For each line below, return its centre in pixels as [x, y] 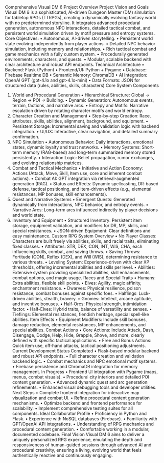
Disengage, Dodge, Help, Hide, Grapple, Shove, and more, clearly [78, 335]
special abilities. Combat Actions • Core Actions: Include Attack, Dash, [83, 330]
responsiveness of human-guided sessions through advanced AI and [82, 445]
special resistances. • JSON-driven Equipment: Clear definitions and [81, 231]
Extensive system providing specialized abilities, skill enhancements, [81, 273]
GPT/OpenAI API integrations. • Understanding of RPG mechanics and [83, 424]
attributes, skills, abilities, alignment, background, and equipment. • [80, 121]
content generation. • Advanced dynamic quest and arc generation [80, 382]
